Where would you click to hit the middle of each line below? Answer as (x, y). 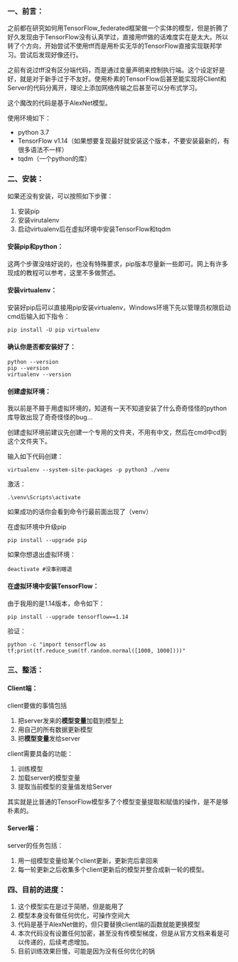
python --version (33, 362)
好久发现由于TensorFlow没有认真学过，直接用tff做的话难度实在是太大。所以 (118, 37)
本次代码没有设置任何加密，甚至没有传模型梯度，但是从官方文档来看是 (120, 933)
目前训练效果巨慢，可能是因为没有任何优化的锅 (86, 951)
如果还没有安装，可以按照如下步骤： (60, 196)
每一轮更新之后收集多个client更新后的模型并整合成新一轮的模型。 (113, 869)
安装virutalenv (38, 220)
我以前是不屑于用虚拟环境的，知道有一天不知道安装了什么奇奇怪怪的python (117, 409)
